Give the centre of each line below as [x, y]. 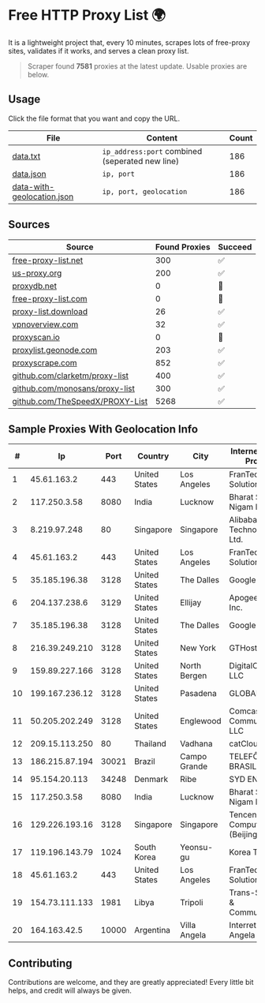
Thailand [150, 744]
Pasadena [198, 694]
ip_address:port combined [152, 151]
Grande [194, 766]
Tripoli [192, 903]
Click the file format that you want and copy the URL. [94, 118]
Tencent [244, 815]
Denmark [151, 780]
